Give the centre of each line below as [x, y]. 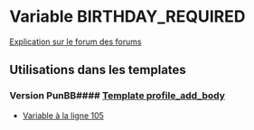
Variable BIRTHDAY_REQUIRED [127, 17]
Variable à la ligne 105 [63, 116]
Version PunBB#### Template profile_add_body [118, 96]
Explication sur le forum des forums [75, 42]
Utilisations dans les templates [98, 70]
